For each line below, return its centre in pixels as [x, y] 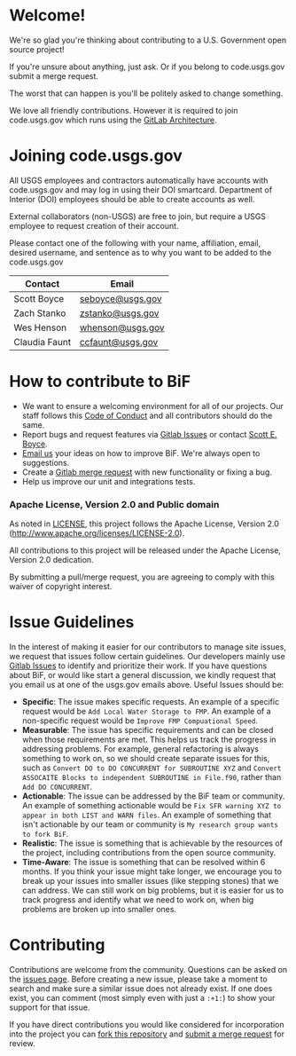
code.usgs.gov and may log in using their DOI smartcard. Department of [141, 189]
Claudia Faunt [43, 342]
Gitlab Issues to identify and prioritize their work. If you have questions [138, 666]
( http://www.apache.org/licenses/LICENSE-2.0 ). [97, 533]
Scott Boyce [39, 298]
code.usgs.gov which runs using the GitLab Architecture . [113, 120]
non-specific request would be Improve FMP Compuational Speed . [140, 721]
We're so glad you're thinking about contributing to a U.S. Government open [148, 40]
